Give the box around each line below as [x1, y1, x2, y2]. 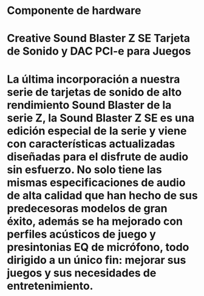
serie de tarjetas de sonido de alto [7, 85, 182, 99]
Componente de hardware [7, 4, 141, 18]
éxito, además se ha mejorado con [7, 214, 183, 228]
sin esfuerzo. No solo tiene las [7, 162, 163, 176]
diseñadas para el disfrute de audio [7, 150, 189, 163]
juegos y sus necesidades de [7, 266, 157, 280]
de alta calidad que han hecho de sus [7, 188, 198, 202]
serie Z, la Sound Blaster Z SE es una [7, 111, 195, 125]
